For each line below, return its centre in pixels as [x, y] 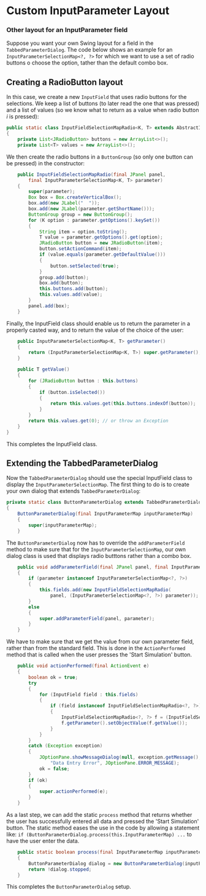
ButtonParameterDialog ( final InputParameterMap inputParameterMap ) [105, 514]
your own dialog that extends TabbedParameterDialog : [74, 491]
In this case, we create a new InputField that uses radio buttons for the [97, 97]
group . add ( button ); [64, 277]
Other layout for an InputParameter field [67, 30]
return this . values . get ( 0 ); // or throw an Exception [98, 421]
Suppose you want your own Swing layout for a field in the [80, 43]
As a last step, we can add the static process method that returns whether [99, 815]
